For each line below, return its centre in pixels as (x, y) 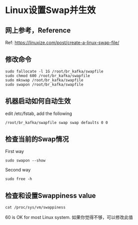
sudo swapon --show (25, 160)
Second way (18, 170)
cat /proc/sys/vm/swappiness (35, 207)
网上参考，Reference (38, 30)
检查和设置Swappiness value (51, 195)
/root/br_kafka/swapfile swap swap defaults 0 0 (57, 122)
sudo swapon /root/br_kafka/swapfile (44, 84)
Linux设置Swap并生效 (51, 10)
